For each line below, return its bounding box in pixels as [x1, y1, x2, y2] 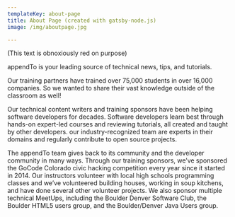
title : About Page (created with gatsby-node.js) [7, 17, 157, 24]
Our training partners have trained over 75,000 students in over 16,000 [7, 76, 213, 85]
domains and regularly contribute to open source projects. [7, 135, 177, 143]
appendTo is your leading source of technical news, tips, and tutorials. [7, 63, 212, 71]
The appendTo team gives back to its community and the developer [7, 149, 205, 158]
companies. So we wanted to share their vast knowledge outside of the [7, 84, 214, 93]
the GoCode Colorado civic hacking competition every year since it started [7, 164, 225, 172]
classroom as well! [7, 91, 62, 100]
